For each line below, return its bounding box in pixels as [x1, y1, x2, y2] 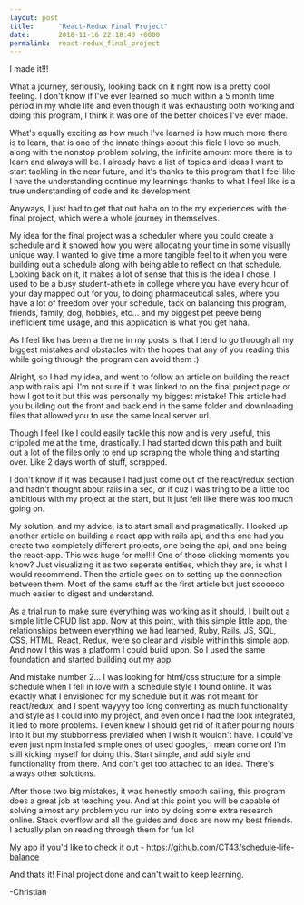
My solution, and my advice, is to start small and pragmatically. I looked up [9, 521, 289, 532]
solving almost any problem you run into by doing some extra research [9, 805, 274, 816]
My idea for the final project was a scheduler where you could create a [9, 231, 274, 241]
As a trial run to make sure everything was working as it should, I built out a [9, 605, 290, 617]
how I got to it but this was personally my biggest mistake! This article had [9, 391, 287, 402]
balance [9, 851, 40, 862]
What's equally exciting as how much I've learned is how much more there [9, 128, 288, 139]
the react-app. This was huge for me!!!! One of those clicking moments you [9, 550, 290, 561]
